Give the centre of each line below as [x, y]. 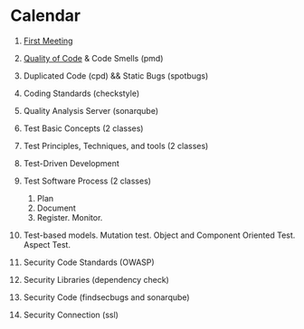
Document [56, 208]
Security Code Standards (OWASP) [89, 262]
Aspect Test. [47, 244]
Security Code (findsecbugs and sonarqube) [106, 297]
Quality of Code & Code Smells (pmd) [93, 58]
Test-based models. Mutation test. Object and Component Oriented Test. [159, 235]
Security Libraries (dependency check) [96, 279]
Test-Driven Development [71, 163]
